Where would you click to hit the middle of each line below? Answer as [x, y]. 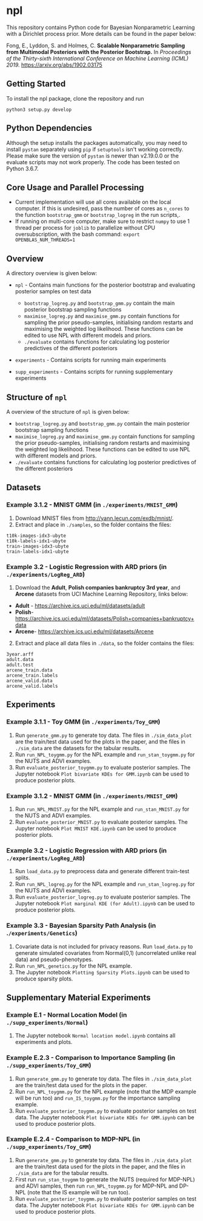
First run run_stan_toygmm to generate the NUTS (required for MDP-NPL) [105, 1179]
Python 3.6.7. [22, 168]
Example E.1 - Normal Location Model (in [67, 1014]
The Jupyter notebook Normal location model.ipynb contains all [95, 1036]
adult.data [20, 659]
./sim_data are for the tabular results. [62, 1173]
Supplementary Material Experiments [78, 997]
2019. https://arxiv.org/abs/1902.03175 [55, 65]
